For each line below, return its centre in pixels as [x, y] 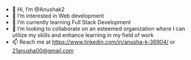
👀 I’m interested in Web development [58, 16]
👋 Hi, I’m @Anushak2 [38, 9]
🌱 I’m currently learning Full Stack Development [72, 22]
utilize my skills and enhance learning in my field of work [83, 35]
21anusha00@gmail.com [43, 51]
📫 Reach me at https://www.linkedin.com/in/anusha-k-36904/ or [94, 42]
